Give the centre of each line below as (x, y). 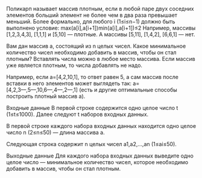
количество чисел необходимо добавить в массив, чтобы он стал (91, 52)
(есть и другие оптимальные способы (128, 90)
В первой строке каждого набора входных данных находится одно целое (101, 126)
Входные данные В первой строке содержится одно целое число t (92, 108)
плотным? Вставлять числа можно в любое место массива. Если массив (101, 59)
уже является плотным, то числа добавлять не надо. (74, 65)
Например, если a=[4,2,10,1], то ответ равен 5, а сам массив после (93, 77)
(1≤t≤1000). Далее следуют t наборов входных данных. (77, 114)
